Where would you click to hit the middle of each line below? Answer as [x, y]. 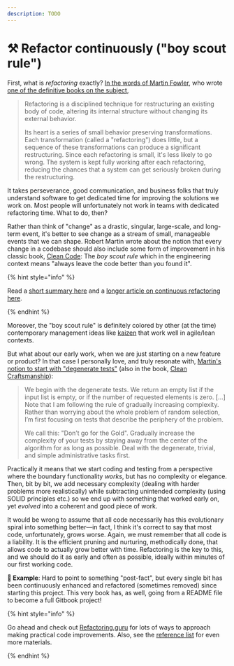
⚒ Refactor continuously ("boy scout [117, 48]
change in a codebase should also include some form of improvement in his [116, 249]
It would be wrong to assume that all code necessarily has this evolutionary [116, 520]
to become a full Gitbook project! [54, 600]
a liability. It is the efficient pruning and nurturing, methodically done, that [112, 542]
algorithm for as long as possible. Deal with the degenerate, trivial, [120, 448]
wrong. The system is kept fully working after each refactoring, [115, 162]
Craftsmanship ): [30, 376]
